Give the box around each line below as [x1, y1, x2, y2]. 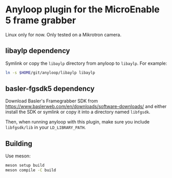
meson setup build [5, 163, 45, 168]
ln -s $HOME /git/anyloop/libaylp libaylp [5, 70, 95, 75]
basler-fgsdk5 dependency [5, 84, 95, 93]
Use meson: [5, 153, 31, 159]
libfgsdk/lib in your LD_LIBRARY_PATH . [5, 124, 86, 131]
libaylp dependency [5, 46, 70, 55]
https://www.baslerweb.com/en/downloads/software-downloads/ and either [5, 103, 167, 110]
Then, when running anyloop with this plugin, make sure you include [5, 119, 150, 125]
